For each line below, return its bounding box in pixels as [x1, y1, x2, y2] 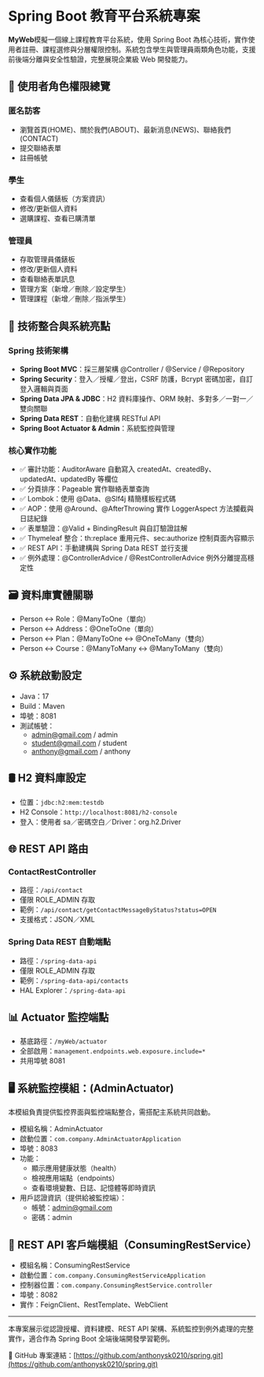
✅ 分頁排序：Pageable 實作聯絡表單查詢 [19, 484, 150, 493]
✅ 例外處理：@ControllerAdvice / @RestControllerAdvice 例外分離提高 [19, 553, 247, 563]
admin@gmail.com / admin [31, 730, 118, 739]
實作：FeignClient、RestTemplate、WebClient [19, 1300, 169, 1309]
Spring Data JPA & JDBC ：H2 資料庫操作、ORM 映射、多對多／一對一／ [19, 393, 254, 403]
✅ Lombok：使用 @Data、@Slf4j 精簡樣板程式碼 [19, 494, 177, 504]
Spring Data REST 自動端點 [8, 936, 112, 947]
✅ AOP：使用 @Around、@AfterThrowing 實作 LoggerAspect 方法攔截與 [19, 504, 254, 513]
